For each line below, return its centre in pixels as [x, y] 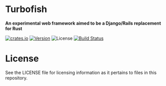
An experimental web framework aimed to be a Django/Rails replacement [83, 23]
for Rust [14, 28]
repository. [16, 78]
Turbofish [26, 9]
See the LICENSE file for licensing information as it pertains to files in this [81, 72]
